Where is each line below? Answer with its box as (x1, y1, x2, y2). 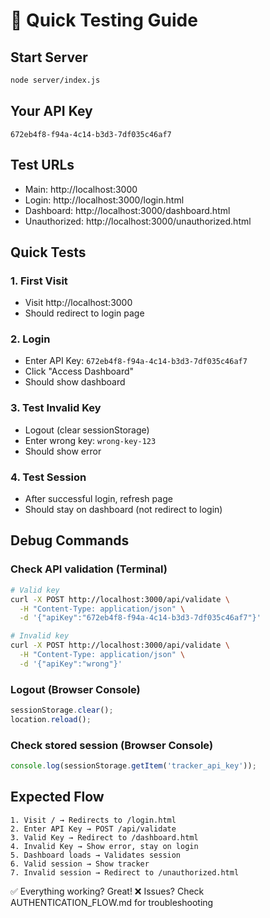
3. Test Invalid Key (10, 401, 102, 415)
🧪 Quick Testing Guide (10, 9, 198, 32)
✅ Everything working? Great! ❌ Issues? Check (10, 885, 205, 897)
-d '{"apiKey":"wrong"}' (19, 659, 123, 669)
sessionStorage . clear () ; (10, 705, 114, 716)
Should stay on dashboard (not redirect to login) (24, 504, 223, 516)
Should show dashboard (24, 376, 126, 388)
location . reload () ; (10, 714, 92, 724)
